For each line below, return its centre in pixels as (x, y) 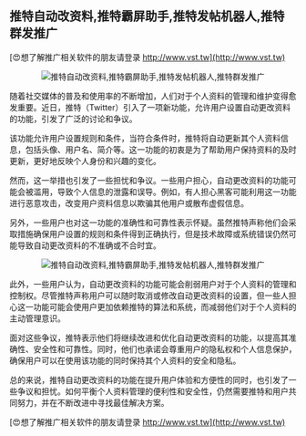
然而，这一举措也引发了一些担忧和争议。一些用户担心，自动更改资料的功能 (149, 180)
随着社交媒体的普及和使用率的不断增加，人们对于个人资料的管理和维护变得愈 (153, 96)
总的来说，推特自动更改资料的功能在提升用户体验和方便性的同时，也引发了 (149, 379)
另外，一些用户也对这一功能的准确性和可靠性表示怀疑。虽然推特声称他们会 (149, 223)
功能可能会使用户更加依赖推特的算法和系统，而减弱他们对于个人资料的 (165, 306)
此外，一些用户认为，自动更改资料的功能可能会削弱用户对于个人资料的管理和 (153, 284)
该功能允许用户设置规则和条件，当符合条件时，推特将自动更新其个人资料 (145, 138)
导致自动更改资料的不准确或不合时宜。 (89, 245)
